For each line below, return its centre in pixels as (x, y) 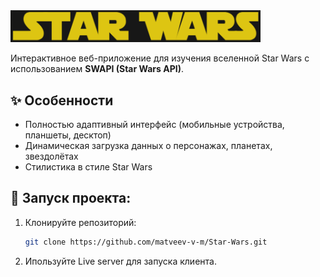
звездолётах (51, 156)
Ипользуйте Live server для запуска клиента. (120, 261)
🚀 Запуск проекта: (71, 198)
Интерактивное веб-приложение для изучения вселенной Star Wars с (160, 58)
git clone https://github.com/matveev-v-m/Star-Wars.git (146, 242)
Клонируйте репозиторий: (80, 222)
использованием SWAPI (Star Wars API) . (97, 69)
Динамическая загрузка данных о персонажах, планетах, (148, 146)
